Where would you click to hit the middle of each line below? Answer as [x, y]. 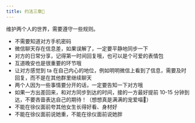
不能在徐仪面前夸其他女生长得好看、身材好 [66, 107]
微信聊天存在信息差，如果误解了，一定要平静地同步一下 [81, 48]
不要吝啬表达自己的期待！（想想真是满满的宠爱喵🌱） [88, 99]
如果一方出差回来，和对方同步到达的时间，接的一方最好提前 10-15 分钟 [99, 92]
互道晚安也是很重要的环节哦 [48, 63]
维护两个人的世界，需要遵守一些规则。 [52, 29]
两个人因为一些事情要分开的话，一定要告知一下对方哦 [79, 85]
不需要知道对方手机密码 [43, 41]
